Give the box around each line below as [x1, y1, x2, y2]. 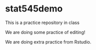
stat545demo [5, 3, 63, 14]
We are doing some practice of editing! [5, 29, 85, 35]
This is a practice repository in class [5, 19, 80, 25]
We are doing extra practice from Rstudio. [5, 38, 91, 45]
